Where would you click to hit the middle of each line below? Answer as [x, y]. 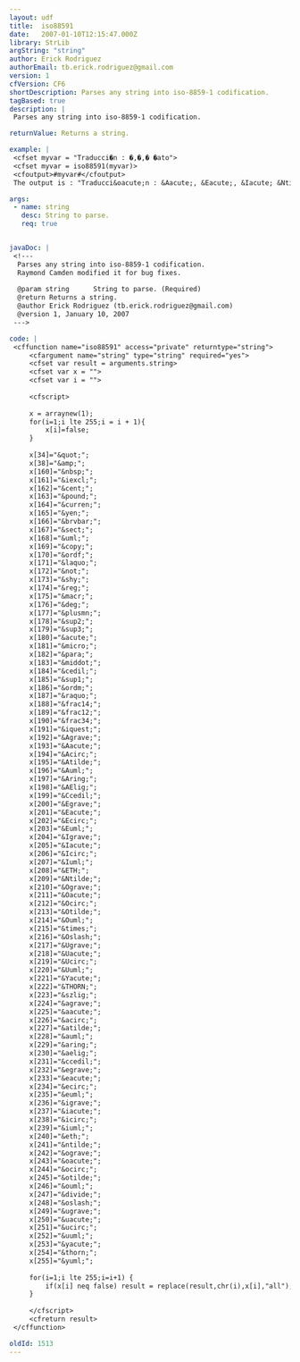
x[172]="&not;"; [59, 572]
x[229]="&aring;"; [63, 1045]
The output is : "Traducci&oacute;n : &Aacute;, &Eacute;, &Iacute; [143, 183]
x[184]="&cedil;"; [63, 671]
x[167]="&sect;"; [61, 530]
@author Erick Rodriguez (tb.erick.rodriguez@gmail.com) [125, 306]
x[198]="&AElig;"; [63, 787]
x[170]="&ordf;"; [61, 555]
